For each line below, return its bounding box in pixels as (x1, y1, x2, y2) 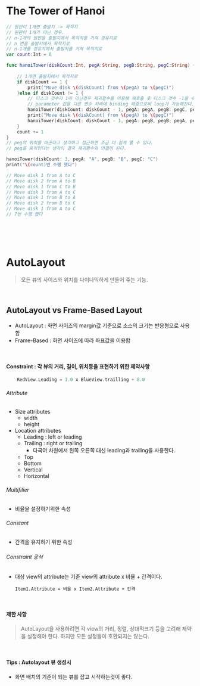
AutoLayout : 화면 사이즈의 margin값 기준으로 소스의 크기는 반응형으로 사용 (14, 322, 190, 329)
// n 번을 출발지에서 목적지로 (6, 41, 70, 46)
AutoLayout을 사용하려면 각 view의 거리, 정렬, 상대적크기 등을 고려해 (20, 625, 181, 632)
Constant (6, 519, 29, 526)
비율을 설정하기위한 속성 (14, 505, 71, 513)
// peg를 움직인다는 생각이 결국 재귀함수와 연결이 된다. (6, 145, 127, 151)
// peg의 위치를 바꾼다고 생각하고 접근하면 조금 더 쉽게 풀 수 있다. (6, 140, 154, 146)
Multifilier (6, 486, 30, 493)
